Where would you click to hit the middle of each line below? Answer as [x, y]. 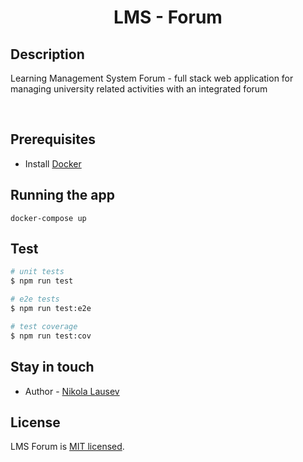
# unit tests [37, 272]
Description [47, 54]
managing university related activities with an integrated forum [139, 89]
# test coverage [44, 326]
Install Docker [53, 163]
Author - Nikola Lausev [72, 391]
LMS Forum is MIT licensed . [67, 447]
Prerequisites [53, 139]
